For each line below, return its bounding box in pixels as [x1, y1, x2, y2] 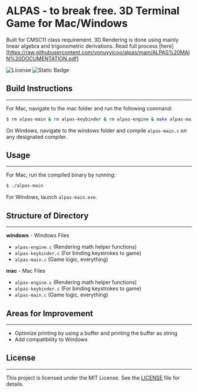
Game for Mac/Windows [6, 17, 128, 30]
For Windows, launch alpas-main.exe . [6, 194, 97, 201]
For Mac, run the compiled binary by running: [6, 171, 116, 178]
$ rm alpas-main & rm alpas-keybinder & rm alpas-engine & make [6, 116, 167, 122]
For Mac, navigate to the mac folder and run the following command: [6, 104, 173, 112]
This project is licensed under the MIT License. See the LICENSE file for [6, 374, 180, 381]
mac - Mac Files [6, 267, 46, 275]
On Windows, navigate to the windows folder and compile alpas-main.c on [6, 127, 187, 134]
